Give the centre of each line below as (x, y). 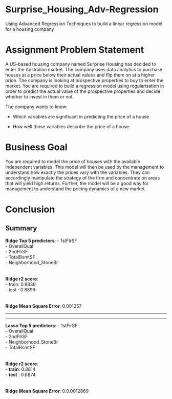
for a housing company (30, 29)
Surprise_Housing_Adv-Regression (82, 9)
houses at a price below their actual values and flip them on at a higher (80, 75)
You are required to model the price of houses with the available (73, 161)
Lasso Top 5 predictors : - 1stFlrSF (41, 325)
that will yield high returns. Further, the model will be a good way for (77, 183)
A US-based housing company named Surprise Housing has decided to (81, 64)
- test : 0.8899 (20, 290)
